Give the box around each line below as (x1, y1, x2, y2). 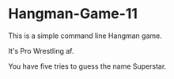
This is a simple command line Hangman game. (8, 31, 162, 40)
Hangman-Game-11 (8, 5, 138, 23)
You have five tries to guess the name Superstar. (8, 61, 167, 71)
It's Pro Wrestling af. (8, 46, 74, 55)
